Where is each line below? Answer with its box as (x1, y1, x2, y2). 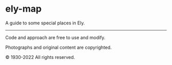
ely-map (5, 3, 42, 15)
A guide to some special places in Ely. (5, 20, 85, 26)
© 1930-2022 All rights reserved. (5, 54, 75, 60)
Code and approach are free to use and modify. (5, 34, 106, 41)
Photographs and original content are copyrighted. (5, 44, 112, 50)
